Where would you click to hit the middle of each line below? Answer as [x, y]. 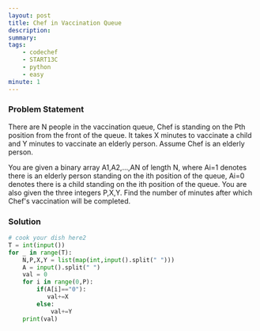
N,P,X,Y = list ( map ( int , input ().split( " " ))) [99, 260]
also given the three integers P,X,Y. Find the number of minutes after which [130, 192]
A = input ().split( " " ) [62, 267]
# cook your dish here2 [47, 238]
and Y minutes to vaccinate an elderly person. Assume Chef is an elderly [126, 143]
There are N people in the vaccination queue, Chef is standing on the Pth [127, 127]
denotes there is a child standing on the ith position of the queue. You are [128, 184]
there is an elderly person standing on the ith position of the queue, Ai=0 [126, 176]
